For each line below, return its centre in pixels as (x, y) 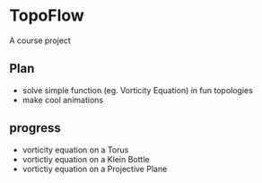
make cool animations (63, 100)
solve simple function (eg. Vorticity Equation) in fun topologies (137, 90)
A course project (40, 40)
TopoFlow (47, 16)
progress (35, 128)
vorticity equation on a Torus (75, 150)
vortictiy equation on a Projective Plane (95, 169)
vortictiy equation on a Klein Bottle (86, 159)
